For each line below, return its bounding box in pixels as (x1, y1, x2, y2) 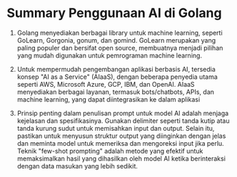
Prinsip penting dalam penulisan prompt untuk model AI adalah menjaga (16, 109, 229, 117)
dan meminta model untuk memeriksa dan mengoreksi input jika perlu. (16, 139, 224, 147)
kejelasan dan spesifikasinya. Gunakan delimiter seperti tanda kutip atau (16, 116, 230, 125)
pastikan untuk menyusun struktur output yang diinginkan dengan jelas (16, 132, 226, 140)
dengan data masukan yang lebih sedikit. (16, 161, 138, 170)
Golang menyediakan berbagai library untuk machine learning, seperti (16, 28, 223, 37)
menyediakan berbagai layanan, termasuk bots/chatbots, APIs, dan (16, 87, 215, 96)
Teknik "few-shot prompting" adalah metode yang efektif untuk (16, 146, 203, 155)
